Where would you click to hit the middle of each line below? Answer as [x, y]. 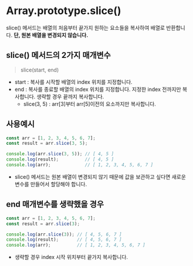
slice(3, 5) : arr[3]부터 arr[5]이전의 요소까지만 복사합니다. [90, 104]
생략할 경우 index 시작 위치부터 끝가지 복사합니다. [71, 257]
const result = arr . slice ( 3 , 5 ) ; [47, 144]
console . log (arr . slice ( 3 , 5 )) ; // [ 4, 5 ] [60, 154]
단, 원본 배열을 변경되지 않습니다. [51, 35]
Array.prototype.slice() [64, 11]
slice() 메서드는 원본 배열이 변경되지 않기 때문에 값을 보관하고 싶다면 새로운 [100, 176]
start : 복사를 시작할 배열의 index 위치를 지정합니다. [74, 82]
